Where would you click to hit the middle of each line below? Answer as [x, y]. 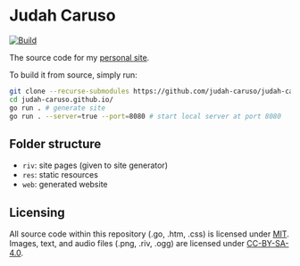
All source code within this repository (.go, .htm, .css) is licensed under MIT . [150, 234]
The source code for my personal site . [79, 57]
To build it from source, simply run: [74, 75]
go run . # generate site [57, 108]
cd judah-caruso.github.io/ [62, 99]
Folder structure [55, 144]
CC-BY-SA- [268, 244]
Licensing [37, 212]
